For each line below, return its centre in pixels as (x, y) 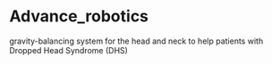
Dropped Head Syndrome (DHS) (68, 50)
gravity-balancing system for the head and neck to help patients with (136, 41)
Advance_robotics (79, 16)
